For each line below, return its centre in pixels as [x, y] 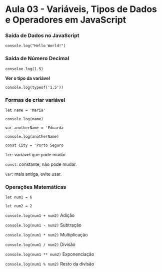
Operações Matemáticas [36, 187]
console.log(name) [24, 119]
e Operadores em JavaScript [66, 20]
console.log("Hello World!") [35, 46]
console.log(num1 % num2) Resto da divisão [50, 264]
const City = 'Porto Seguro [34, 146]
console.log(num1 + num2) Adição [40, 215]
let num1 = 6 [19, 197]
